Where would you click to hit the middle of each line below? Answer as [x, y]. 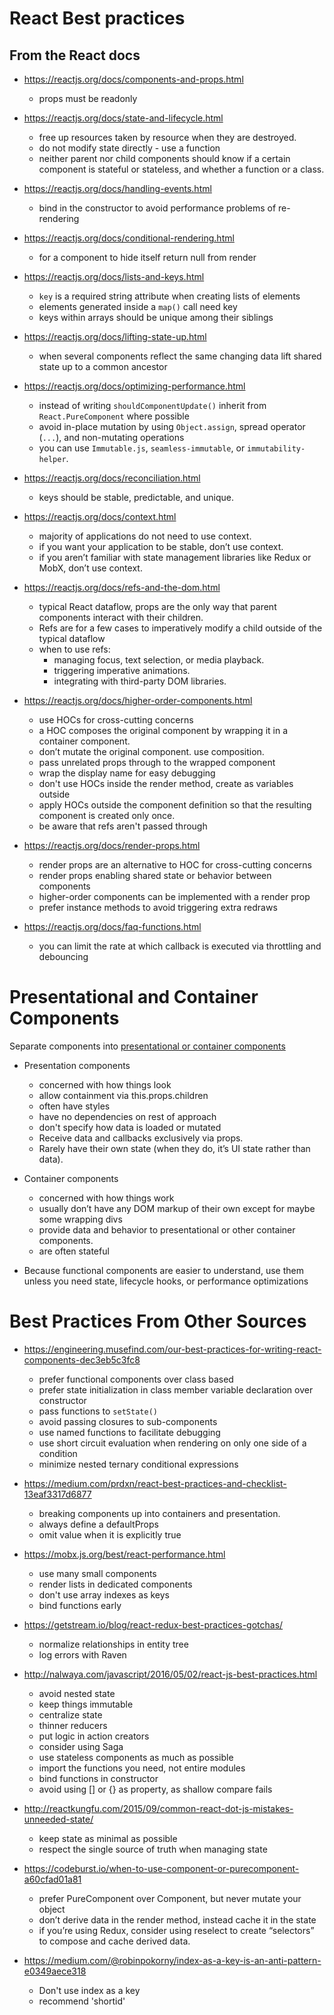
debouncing [63, 956]
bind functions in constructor [98, 1778]
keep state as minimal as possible [108, 1838]
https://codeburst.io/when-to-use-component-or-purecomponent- [161, 1868]
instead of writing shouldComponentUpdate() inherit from [152, 405]
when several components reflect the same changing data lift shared [180, 356]
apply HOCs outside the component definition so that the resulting [175, 805]
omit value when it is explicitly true [110, 1534]
